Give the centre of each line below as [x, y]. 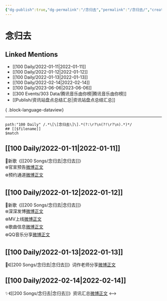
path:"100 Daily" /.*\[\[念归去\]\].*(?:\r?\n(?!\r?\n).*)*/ [69, 124]
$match [12, 133]
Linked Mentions [32, 54]
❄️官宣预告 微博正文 [24, 167]
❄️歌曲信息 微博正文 [24, 227]
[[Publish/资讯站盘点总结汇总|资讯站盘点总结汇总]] [64, 100]
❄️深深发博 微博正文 [24, 211]
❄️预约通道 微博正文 [24, 175]
